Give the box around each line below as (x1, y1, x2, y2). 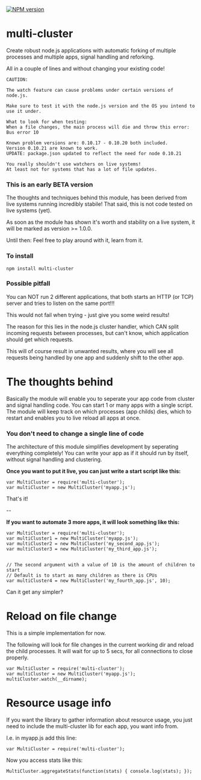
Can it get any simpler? (6, 589, 63, 596)
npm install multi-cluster (6, 266, 74, 272)
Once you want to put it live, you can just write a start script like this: (6, 468, 181, 475)
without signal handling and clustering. (6, 456, 102, 463)
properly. (6, 654, 29, 661)
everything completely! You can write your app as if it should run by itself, (6, 450, 189, 457)
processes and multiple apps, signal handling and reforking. (6, 53, 155, 60)
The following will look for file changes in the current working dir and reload (6, 641, 194, 648)
